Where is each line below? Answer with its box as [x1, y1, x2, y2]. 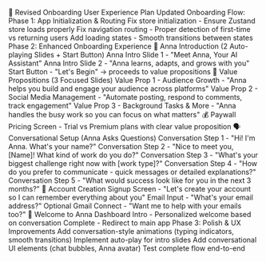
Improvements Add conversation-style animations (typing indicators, [8, 227, 234, 235]
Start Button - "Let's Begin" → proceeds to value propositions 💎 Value [8, 67, 238, 76]
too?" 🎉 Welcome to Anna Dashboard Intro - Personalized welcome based [8, 210, 252, 219]
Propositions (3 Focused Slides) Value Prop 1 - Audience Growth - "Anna [8, 76, 247, 85]
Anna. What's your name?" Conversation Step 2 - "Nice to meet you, [8, 142, 234, 151]
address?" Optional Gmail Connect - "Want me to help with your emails [8, 201, 242, 211]
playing [8, 50, 33, 59]
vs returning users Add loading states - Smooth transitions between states [8, 33, 253, 42]
